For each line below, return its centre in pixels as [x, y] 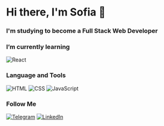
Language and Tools [36, 75]
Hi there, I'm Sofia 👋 [56, 12]
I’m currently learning [38, 47]
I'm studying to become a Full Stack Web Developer [82, 31]
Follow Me [21, 104]
